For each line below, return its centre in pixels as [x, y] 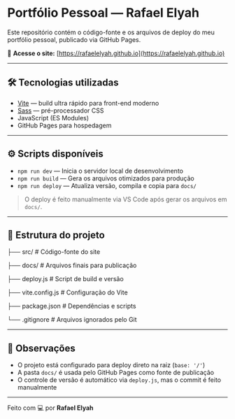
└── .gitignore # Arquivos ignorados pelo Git [72, 320]
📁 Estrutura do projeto [56, 235]
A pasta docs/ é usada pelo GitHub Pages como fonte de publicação [116, 373]
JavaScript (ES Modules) [53, 118]
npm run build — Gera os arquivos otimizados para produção [106, 178]
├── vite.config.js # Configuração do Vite [67, 292]
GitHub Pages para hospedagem [64, 125]
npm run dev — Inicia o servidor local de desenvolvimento [100, 171]
